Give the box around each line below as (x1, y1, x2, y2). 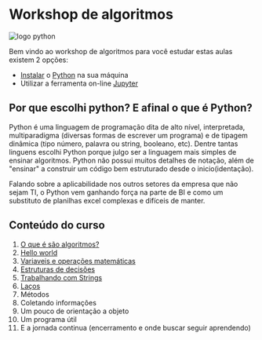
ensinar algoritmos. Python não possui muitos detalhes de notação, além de (9, 155, 254, 165)
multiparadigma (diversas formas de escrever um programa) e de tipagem (9, 130, 248, 140)
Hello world (20, 247, 58, 257)
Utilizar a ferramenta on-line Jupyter (20, 79, 139, 88)
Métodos (20, 289, 49, 299)
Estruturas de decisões (20, 265, 96, 274)
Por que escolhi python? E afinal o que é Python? (9, 101, 253, 115)
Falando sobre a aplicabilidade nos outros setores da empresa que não (9, 179, 238, 188)
